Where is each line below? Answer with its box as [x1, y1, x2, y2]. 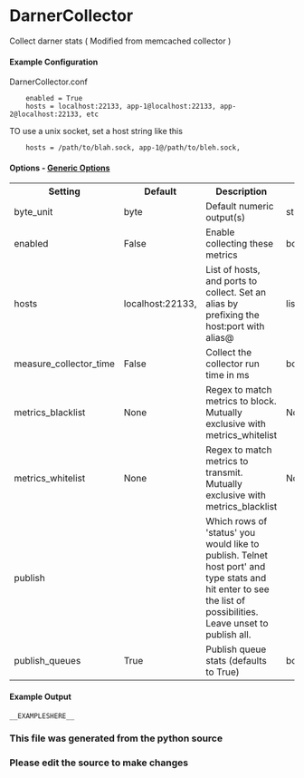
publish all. [205, 628, 252, 641]
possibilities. [205, 606, 259, 618]
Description [215, 185, 268, 198]
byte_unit [14, 206, 53, 219]
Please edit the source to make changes [9, 756, 188, 769]
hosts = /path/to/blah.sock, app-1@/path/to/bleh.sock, [25, 143, 242, 152]
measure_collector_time [14, 357, 116, 370]
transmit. [205, 466, 243, 479]
